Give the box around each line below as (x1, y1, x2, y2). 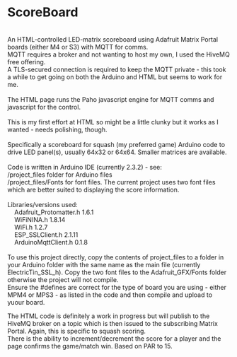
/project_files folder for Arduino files (7, 170, 112, 179)
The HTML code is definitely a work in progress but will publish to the (7, 312, 210, 320)
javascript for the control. (7, 103, 81, 111)
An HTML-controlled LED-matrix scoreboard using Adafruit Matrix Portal (7, 35, 218, 43)
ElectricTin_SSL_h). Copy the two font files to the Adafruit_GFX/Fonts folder (7, 268, 227, 276)
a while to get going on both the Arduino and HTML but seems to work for (7, 72, 223, 81)
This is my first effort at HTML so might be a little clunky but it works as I (7, 117, 219, 126)
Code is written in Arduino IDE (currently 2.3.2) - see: (7, 163, 163, 171)
